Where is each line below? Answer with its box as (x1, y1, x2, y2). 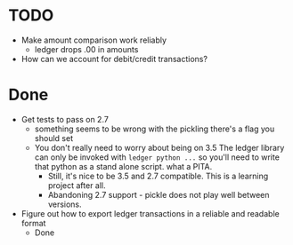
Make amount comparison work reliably (20, 35, 167, 45)
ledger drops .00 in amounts (34, 43, 139, 54)
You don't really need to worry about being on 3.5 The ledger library (34, 142, 285, 153)
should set (34, 132, 73, 143)
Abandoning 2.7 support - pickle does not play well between (47, 189, 270, 200)
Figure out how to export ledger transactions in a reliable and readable (20, 208, 280, 218)
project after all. (47, 179, 106, 191)
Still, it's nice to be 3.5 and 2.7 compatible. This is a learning (47, 170, 269, 181)
